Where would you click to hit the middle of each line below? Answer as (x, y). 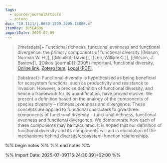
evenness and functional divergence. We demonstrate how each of (86, 120)
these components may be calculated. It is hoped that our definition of (89, 125)
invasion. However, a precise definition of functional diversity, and (85, 88)
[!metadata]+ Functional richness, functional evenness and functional (89, 47)
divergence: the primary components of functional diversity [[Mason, (88, 52)
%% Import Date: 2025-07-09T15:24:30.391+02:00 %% (63, 155)
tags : (11, 10)
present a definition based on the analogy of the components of (83, 99)
